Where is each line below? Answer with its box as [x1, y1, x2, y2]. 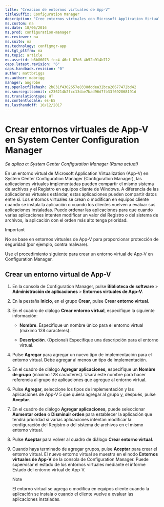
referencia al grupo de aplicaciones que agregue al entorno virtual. [12, 377, 147, 383]
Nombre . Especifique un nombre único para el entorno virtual [19, 322, 143, 328]
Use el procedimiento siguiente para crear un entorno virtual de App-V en [5, 251, 153, 257]
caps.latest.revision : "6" [5, 62, 60, 67]
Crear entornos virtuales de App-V [5, 124, 149, 135]
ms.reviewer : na [5, 35, 38, 40]
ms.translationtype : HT [5, 94, 54, 98]
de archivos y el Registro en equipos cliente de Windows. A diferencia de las [5, 186, 159, 192]
